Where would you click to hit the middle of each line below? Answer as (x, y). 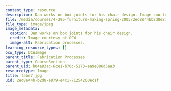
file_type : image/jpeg (29, 24)
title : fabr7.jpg (24, 76)
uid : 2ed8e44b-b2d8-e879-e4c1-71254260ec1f (52, 80)
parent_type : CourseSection (35, 62)
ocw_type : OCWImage (26, 52)
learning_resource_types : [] (36, 48)
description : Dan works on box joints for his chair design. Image (78, 15)
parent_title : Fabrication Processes (45, 57)
